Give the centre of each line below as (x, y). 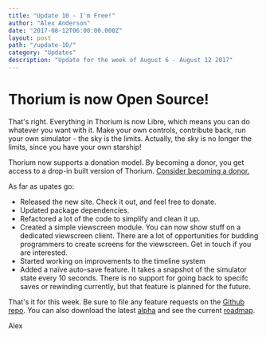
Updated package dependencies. (74, 210)
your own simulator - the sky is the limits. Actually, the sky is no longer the (130, 138)
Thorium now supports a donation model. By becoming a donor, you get (126, 162)
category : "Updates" (43, 53)
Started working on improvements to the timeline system (112, 261)
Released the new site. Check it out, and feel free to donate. (118, 202)
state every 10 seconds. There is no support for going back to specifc (134, 278)
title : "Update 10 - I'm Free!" (62, 16)
